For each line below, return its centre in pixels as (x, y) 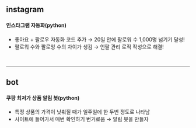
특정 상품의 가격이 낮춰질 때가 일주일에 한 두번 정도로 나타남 (82, 112)
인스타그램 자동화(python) (36, 25)
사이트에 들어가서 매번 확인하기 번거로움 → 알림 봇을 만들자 (81, 119)
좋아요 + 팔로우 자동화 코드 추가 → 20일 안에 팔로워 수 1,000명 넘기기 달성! (99, 39)
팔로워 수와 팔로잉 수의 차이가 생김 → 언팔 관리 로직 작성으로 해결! (89, 47)
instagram (25, 10)
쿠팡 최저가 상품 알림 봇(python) (43, 98)
